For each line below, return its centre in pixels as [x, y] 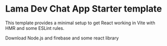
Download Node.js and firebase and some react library [62, 38]
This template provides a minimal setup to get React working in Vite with [80, 23]
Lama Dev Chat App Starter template [84, 9]
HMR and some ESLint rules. [35, 28]
